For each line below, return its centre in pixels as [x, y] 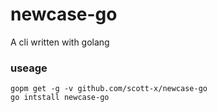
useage [29, 68]
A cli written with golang [60, 42]
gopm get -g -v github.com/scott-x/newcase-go [109, 89]
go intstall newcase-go [60, 98]
